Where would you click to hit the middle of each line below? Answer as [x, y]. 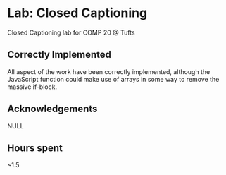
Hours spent [35, 148]
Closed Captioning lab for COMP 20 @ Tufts [71, 32]
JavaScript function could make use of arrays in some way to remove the [113, 79]
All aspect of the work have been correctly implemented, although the [109, 71]
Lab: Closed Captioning [77, 13]
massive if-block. [32, 87]
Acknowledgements [52, 109]
